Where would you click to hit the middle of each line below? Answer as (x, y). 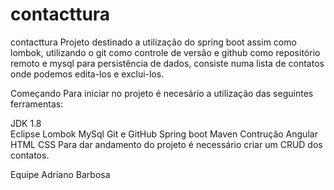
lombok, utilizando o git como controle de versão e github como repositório (165, 52)
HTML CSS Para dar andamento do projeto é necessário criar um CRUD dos (166, 144)
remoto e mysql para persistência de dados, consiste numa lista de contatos (167, 63)
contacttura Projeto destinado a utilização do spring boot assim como (153, 42)
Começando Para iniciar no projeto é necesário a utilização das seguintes (162, 93)
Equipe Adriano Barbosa (60, 174)
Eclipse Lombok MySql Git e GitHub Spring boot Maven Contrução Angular (164, 134)
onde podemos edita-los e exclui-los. (87, 74)
